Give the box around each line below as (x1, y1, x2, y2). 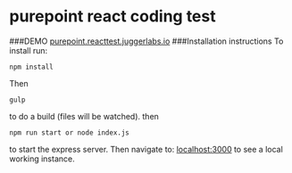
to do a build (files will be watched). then (9, 111, 159, 121)
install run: (9, 45, 48, 55)
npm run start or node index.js (9, 128, 129, 137)
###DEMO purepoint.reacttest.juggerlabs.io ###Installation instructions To (9, 36, 284, 46)
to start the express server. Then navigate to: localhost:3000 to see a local (9, 144, 283, 154)
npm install (9, 62, 54, 71)
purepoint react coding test (9, 6, 216, 27)
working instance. (9, 153, 75, 164)
